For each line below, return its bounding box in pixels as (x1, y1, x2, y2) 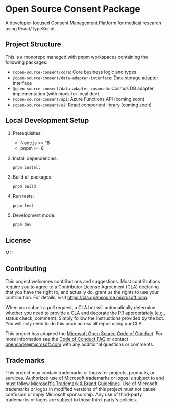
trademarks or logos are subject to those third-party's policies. (5, 396, 137, 403)
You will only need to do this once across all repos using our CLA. (5, 320, 143, 326)
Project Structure (5, 40, 61, 49)
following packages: (5, 59, 48, 65)
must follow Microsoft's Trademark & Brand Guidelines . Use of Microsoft (5, 380, 158, 387)
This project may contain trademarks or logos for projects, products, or (5, 369, 155, 375)
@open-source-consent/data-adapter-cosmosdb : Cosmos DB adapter (12, 85, 154, 91)
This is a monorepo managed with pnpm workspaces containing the (5, 54, 149, 60)
